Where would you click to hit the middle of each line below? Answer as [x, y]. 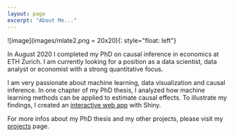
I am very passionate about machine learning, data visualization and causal [116, 82]
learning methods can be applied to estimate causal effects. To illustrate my [117, 97]
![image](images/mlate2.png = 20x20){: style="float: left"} [92, 40]
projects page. [28, 126]
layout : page [26, 14]
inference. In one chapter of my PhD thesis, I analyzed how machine [106, 90]
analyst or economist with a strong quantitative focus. [85, 69]
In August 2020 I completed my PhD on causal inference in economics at [113, 54]
